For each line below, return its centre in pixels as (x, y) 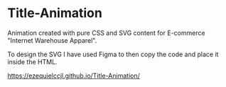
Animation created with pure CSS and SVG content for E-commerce (106, 33)
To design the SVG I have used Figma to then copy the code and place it (113, 54)
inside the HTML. (33, 61)
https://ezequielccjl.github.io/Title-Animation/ (74, 76)
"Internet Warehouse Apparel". (52, 40)
